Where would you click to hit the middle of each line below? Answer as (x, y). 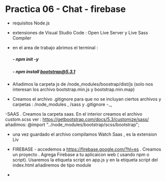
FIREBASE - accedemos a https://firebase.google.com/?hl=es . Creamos (87, 149)
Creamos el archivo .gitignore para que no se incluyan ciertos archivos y (87, 99)
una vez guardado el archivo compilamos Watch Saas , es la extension (84, 134)
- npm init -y (25, 59)
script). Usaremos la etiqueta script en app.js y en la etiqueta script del (85, 160)
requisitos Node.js (31, 23)
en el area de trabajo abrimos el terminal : (55, 47)
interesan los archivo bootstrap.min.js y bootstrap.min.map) (74, 90)
